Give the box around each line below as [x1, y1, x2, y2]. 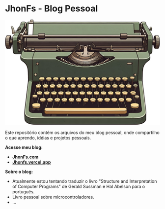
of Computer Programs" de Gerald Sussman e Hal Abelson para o [12, 183, 145, 189]
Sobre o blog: [5, 169, 33, 174]
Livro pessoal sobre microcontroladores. [12, 194, 94, 200]
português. [12, 188, 35, 195]
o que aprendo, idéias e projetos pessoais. [5, 135, 91, 140]
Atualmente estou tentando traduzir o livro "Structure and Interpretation [12, 178, 157, 184]
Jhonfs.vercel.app [12, 159, 51, 165]
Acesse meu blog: [5, 144, 43, 150]
